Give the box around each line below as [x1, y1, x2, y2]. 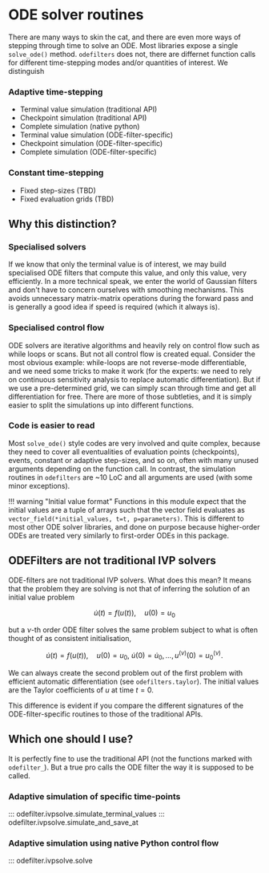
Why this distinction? [8, 217, 117, 230]
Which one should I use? [8, 733, 134, 746]
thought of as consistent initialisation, [8, 634, 132, 644]
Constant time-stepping [8, 167, 104, 178]
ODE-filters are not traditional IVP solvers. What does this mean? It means [8, 575, 252, 585]
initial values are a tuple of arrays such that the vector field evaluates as [8, 505, 246, 514]
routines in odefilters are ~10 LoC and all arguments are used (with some [8, 472, 253, 482]
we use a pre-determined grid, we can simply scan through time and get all [8, 383, 256, 392]
